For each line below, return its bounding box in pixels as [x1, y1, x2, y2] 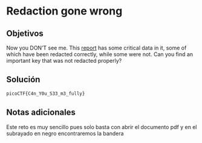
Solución [6, 74, 41, 85]
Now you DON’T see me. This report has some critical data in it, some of [6, 44, 187, 51]
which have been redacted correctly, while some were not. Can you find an [6, 51, 194, 58]
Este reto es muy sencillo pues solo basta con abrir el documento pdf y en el [6, 123, 197, 130]
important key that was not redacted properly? [6, 57, 122, 64]
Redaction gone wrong [6, 4, 123, 18]
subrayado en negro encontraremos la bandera [6, 130, 124, 137]
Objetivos [6, 28, 44, 39]
